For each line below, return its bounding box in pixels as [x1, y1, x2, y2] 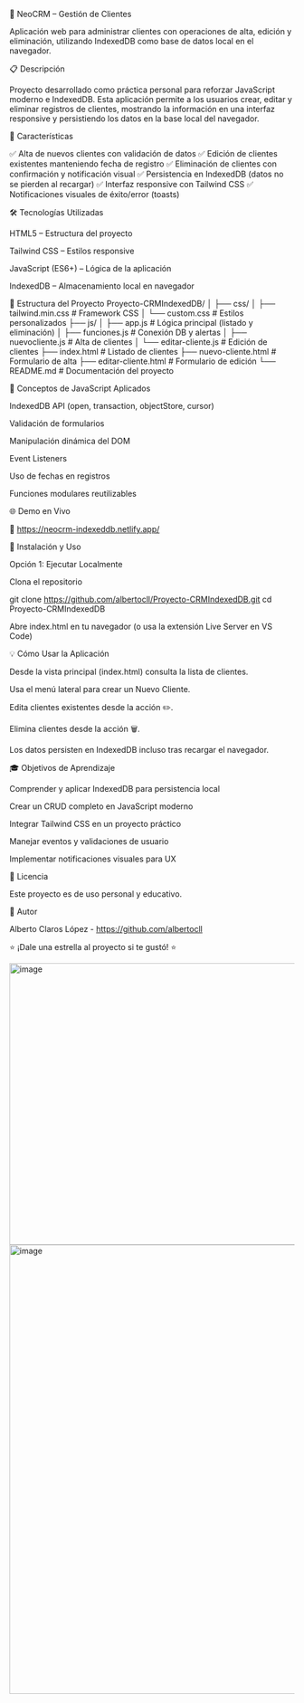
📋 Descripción [9, 63, 65, 74]
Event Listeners [9, 453, 68, 463]
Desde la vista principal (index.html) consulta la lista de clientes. [9, 666, 249, 677]
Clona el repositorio [9, 576, 83, 587]
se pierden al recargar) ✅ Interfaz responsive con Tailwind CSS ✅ [9, 179, 254, 189]
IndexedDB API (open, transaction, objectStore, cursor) [9, 401, 214, 411]
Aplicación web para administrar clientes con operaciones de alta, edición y [9, 26, 292, 36]
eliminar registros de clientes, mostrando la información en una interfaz [9, 104, 276, 114]
